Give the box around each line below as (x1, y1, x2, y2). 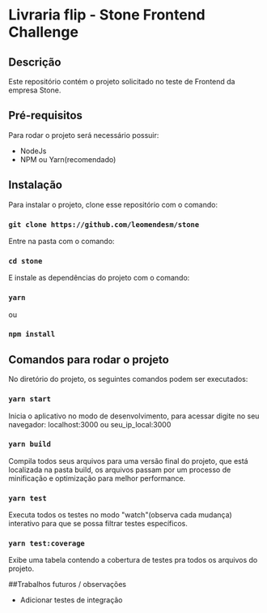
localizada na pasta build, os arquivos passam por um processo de (8, 465, 231, 474)
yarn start (8, 395, 51, 404)
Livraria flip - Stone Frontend (8, 6, 206, 24)
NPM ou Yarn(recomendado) (19, 154, 117, 164)
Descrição (8, 55, 61, 69)
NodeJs (19, 146, 47, 156)
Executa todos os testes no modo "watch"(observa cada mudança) (8, 510, 232, 520)
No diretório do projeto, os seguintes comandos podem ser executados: (8, 375, 248, 384)
